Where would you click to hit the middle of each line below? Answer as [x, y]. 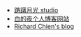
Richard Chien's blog [44, 26]
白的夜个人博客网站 [42, 18]
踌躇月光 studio [36, 10]
